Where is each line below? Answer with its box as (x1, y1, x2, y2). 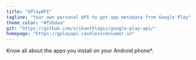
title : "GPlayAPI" (6, 8, 52, 15)
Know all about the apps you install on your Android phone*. (6, 47, 154, 54)
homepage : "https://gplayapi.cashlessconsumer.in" (6, 31, 135, 37)
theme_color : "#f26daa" (6, 20, 66, 26)
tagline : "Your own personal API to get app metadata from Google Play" (6, 14, 191, 20)
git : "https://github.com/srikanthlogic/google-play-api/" (6, 25, 157, 31)
